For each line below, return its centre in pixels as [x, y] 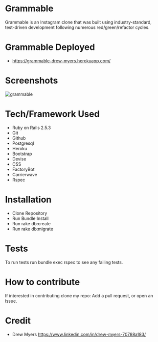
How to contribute [43, 282]
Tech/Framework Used [52, 114]
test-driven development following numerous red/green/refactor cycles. [78, 27]
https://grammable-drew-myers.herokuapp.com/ [61, 61]
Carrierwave [25, 174]
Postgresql [23, 143]
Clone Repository [30, 213]
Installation [28, 199]
